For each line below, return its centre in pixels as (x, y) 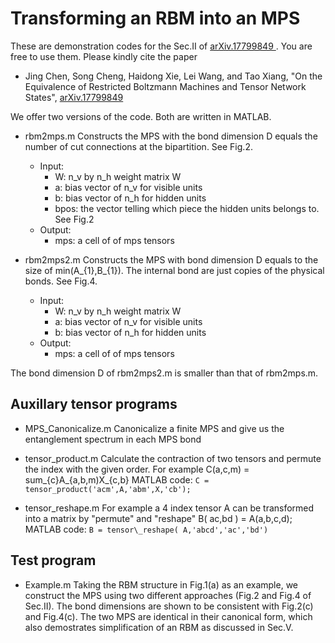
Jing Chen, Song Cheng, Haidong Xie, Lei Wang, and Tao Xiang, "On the (173, 76)
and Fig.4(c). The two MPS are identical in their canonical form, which (168, 616)
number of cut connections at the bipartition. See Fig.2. (138, 146)
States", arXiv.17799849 (74, 97)
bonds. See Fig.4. (61, 281)
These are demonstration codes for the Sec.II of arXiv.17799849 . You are (161, 46)
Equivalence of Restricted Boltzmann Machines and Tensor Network (165, 86)
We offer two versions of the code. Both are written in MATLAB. (141, 116)
